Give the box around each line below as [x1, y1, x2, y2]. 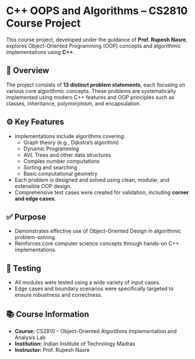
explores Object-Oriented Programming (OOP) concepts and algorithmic [6, 42, 181, 49]
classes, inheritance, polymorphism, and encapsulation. [6, 100, 141, 107]
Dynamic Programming [23, 145, 79, 152]
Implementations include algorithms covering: [14, 132, 126, 139]
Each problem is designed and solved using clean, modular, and [14, 176, 170, 183]
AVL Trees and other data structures [23, 151, 112, 158]
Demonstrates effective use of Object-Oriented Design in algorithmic [14, 227, 181, 234]
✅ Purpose [6, 212, 46, 222]
